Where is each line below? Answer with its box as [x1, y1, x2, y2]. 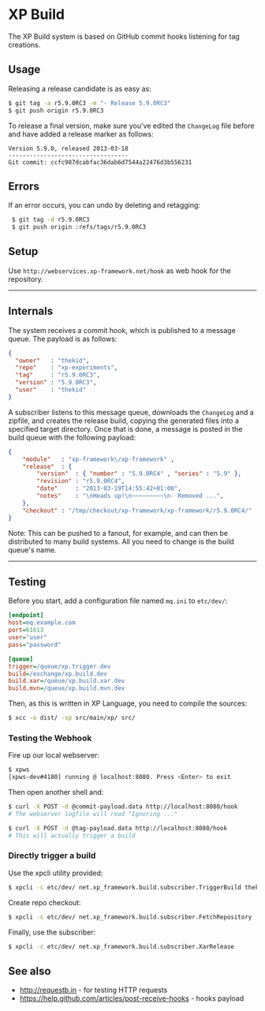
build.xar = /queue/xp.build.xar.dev [8, 677, 125, 685]
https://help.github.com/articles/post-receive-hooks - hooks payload [19, 994, 244, 1003]
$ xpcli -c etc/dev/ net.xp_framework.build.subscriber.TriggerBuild [8, 883, 242, 891]
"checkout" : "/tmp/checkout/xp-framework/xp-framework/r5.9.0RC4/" [22, 507, 252, 515]
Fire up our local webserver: [8, 751, 100, 760]
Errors [8, 179, 39, 193]
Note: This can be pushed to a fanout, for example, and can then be [8, 528, 229, 537]
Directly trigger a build [8, 850, 96, 861]
